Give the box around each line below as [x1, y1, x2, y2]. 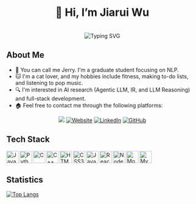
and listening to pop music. [15, 79, 83, 86]
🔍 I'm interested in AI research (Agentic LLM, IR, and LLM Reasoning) [15, 86, 191, 93]
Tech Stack [6, 134, 50, 145]
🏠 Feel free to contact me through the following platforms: [15, 101, 163, 109]
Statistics [6, 174, 44, 185]
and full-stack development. [15, 95, 86, 102]
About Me [6, 50, 44, 60]
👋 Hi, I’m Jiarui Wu [55, 5, 150, 20]
